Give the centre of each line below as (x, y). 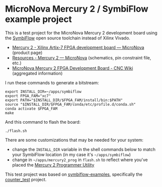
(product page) (27, 53)
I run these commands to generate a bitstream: (52, 83)
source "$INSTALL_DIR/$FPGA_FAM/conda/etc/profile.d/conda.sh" (71, 104)
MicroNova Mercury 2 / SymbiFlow (77, 9)
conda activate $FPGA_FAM (31, 109)
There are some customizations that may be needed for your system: (74, 140)
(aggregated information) (37, 73)
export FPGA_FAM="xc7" (28, 96)
